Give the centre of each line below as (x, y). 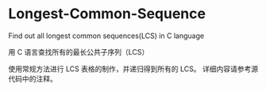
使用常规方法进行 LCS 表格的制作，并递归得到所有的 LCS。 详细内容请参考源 (133, 69)
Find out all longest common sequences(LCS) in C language (106, 36)
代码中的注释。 (33, 78)
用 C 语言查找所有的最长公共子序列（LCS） (79, 51)
